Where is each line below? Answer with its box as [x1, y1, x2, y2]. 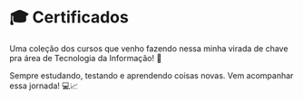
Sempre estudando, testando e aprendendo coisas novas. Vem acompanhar [9, 69, 294, 81]
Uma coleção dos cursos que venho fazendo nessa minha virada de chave [9, 42, 288, 54]
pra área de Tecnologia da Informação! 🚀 [9, 52, 162, 63]
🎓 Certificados [9, 7, 129, 28]
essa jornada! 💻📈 [9, 80, 79, 91]
